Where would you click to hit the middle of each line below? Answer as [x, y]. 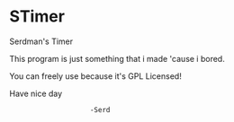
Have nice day [36, 93]
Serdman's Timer [41, 41]
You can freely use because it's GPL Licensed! [95, 76]
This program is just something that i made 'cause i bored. [117, 58]
